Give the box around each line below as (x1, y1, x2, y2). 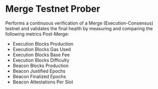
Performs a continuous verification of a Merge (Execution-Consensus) (5, 20, 153, 26)
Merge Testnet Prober (5, 3, 101, 15)
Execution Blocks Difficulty (12, 57, 70, 63)
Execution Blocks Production (12, 40, 74, 47)
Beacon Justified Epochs (12, 68, 65, 74)
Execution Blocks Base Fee (12, 52, 70, 58)
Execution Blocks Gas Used (12, 46, 71, 52)
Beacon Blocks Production (12, 62, 69, 69)
